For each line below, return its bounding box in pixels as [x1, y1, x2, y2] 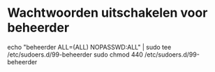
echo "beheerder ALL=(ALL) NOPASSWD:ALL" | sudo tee [7, 43, 172, 51]
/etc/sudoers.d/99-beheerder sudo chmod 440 [7, 50, 143, 59]
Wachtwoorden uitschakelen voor [7, 5, 208, 21]
